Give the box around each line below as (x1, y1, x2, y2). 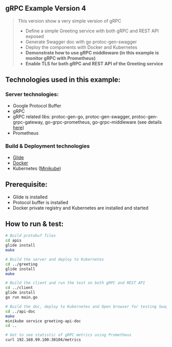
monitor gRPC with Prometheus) (25, 55, 96, 61)
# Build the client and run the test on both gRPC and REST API (5, 280, 145, 286)
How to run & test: (5, 220, 64, 228)
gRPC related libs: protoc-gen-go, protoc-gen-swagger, (12, 113, 131, 120)
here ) (12, 124, 25, 131)
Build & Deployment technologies (5, 142, 90, 150)
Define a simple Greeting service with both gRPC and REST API (25, 28, 159, 34)
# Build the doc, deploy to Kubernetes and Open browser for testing (5, 304, 157, 309)
